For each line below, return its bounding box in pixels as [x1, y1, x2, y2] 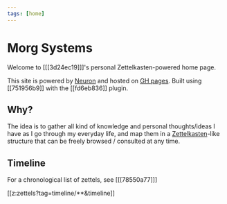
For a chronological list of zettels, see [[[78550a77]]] [7, 176, 158, 184]
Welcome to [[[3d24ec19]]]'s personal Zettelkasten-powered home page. [7, 63, 217, 71]
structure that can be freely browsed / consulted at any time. [7, 137, 181, 146]
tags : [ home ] [7, 10, 45, 17]
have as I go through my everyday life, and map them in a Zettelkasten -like [7, 130, 220, 138]
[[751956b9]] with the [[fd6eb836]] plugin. [7, 84, 129, 92]
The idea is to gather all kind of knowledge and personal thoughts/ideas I [7, 122, 216, 130]
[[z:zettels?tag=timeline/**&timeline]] [7, 189, 116, 198]
